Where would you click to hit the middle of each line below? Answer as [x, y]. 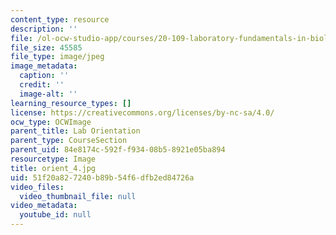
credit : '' [42, 85]
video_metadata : [44, 206]
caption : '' [44, 76]
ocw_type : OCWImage [51, 122]
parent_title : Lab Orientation [75, 131]
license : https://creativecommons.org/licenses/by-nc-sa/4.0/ [142, 112]
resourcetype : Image [53, 159]
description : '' [44, 29]
